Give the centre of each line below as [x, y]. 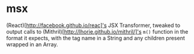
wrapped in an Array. [32, 44]
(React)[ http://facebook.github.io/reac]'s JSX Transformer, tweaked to [93, 25]
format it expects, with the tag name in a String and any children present [95, 38]
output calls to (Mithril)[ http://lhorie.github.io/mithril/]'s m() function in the [97, 31]
